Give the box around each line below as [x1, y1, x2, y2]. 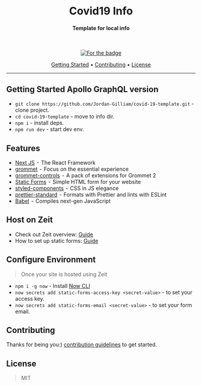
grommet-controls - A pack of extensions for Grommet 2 [14, 172, 156, 179]
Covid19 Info [69, 4, 133, 18]
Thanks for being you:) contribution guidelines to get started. [6, 341, 158, 348]
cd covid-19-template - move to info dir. [14, 113, 115, 120]
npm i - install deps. [14, 119, 64, 127]
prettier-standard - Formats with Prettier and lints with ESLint [14, 191, 167, 198]
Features [6, 143, 40, 153]
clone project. [14, 106, 50, 114]
